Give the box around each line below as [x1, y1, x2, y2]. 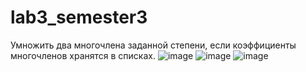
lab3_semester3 [10, 6, 148, 29]
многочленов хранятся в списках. [10, 49, 156, 61]
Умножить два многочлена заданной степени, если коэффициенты [10, 39, 297, 51]
